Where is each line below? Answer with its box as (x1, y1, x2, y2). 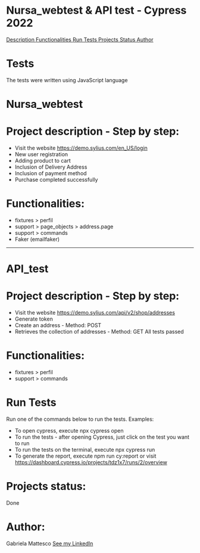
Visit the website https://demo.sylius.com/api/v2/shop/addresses (14, 309, 176, 316)
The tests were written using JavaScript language (6, 76, 128, 83)
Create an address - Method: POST (14, 322, 102, 329)
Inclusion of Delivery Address (14, 163, 87, 170)
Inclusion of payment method (14, 170, 87, 176)
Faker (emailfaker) (14, 235, 60, 243)
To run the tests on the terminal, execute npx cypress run (14, 446, 155, 453)
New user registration (14, 151, 68, 158)
